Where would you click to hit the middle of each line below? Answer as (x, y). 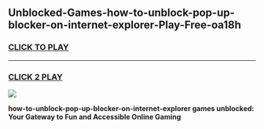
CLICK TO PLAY (38, 48)
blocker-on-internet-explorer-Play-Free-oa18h (125, 25)
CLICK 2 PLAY (35, 77)
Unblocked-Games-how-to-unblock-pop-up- (122, 13)
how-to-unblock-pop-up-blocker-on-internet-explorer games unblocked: (131, 108)
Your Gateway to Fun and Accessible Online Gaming (95, 116)
